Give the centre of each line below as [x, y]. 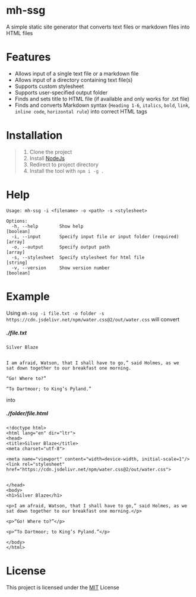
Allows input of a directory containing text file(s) [74, 80]
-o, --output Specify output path [61, 247]
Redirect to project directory [64, 165]
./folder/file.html [27, 413]
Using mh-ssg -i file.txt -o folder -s [55, 313]
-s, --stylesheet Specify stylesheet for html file [78, 257]
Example [28, 296]
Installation [34, 136]
